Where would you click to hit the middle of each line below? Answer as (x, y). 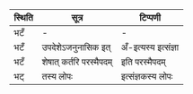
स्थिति (23, 17)
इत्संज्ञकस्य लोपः (147, 77)
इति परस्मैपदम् (143, 62)
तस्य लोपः (57, 77)
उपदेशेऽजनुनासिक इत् (76, 47)
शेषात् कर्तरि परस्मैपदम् (77, 62)
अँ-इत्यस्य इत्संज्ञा (150, 47)
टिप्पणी (150, 17)
